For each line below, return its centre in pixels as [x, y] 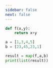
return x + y [26, 33]
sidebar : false [21, 10]
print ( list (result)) [27, 60]
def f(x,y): [18, 28]
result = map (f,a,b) [27, 56]
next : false [18, 15]
